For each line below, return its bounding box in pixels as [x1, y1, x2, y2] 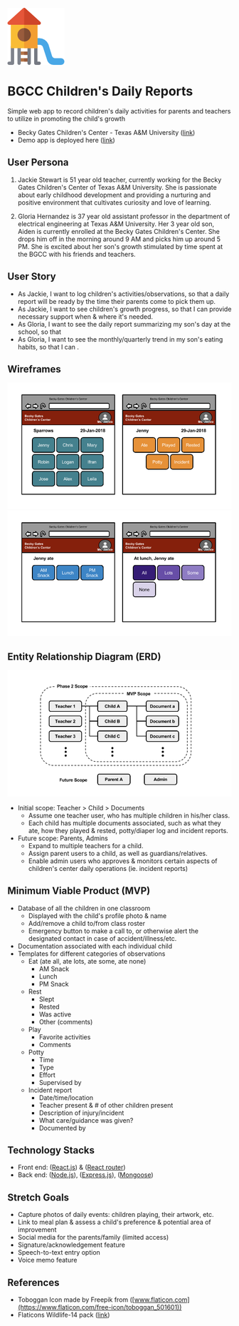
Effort [38, 1071, 55, 1079]
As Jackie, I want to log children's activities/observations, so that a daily [17, 290, 230, 298]
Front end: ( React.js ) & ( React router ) [17, 1163, 126, 1172]
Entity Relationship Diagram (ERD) [7, 651, 161, 663]
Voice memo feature [17, 1256, 78, 1265]
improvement [17, 1225, 57, 1234]
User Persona [7, 156, 69, 168]
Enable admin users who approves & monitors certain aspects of [28, 857, 218, 865]
